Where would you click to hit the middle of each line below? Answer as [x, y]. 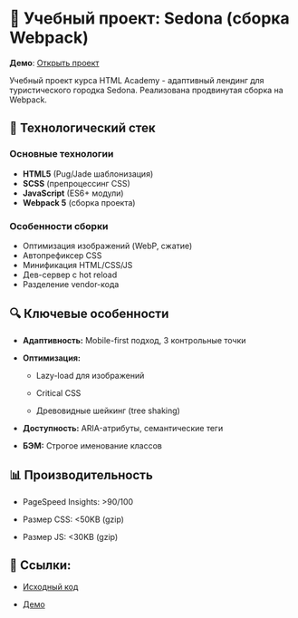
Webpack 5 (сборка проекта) [79, 202]
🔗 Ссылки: [40, 565]
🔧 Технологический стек [82, 128]
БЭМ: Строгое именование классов [92, 445]
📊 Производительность [82, 475]
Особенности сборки [59, 226]
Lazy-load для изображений [90, 375]
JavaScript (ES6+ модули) [73, 193]
